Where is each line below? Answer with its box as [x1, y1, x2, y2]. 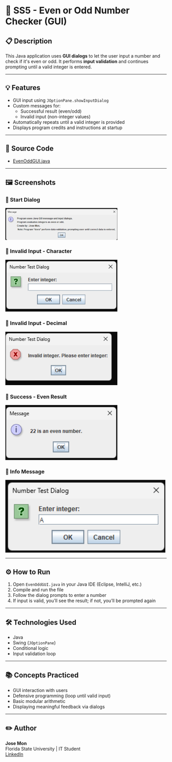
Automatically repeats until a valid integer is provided [12, 119, 125, 125]
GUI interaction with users [12, 687, 68, 693]
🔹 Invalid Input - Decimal [5, 320, 68, 327]
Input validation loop [12, 650, 56, 657]
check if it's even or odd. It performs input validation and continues [5, 59, 148, 64]
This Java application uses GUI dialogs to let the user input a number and [5, 53, 160, 59]
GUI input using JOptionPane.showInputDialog [12, 97, 109, 103]
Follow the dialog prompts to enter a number [12, 592, 106, 598]
